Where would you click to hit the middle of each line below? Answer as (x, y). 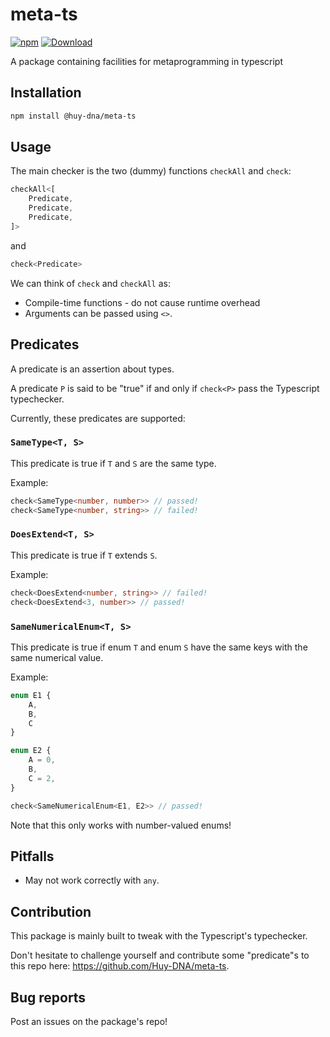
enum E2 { (31, 751)
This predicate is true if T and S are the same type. (113, 463)
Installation (46, 93)
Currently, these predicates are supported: (98, 418)
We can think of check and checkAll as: (90, 283)
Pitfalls (32, 856)
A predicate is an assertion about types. (92, 369)
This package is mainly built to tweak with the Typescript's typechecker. (159, 936)
